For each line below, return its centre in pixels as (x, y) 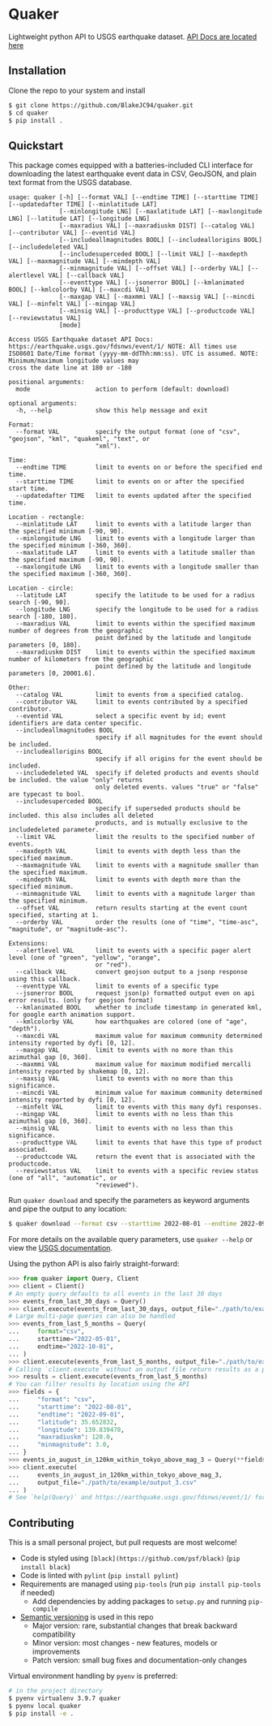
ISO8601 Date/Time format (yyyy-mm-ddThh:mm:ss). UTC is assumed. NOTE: (134, 354)
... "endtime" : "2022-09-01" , (67, 1414)
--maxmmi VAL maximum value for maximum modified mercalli (134, 1065)
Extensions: (28, 944)
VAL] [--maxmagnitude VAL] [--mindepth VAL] (85, 262)
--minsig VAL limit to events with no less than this (124, 1129)
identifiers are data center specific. (76, 724)
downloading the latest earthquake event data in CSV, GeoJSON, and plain (133, 174)
